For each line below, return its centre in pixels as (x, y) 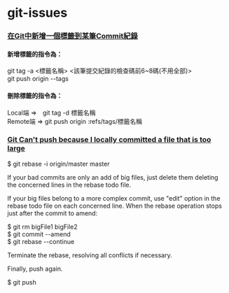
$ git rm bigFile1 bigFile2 (43, 227)
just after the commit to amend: (53, 213)
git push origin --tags (38, 79)
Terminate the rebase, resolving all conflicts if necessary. (90, 255)
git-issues (37, 13)
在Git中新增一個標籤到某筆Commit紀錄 (72, 36)
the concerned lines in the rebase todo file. (69, 185)
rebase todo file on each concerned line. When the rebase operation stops (115, 206)
